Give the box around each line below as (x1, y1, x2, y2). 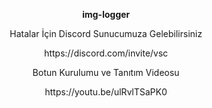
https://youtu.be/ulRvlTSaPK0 (44, 86, 168, 98)
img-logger (81, 9, 131, 20)
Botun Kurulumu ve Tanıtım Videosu (32, 67, 180, 78)
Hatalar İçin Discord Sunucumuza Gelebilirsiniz (9, 28, 203, 39)
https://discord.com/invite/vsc (43, 47, 169, 59)
